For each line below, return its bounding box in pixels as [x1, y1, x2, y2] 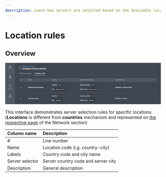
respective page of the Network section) [5, 119, 88, 125]
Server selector [7, 158, 39, 164]
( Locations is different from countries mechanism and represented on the [5, 114, 157, 120]
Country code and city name [42, 151, 101, 157]
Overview [5, 49, 36, 58]
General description [42, 165, 83, 171]
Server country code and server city [42, 158, 116, 164]
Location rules [5, 30, 65, 41]
